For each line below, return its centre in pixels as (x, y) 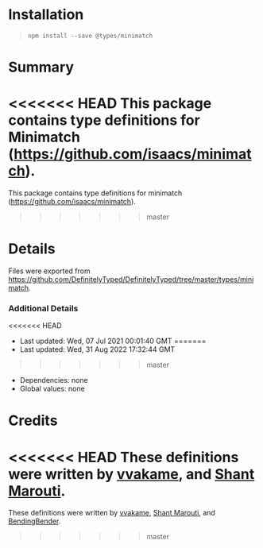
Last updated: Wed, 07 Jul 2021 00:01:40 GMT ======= (113, 341)
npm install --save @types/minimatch (90, 36)
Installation (46, 15)
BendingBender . (35, 521)
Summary (41, 67)
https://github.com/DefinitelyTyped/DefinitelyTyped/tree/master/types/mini (131, 279)
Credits (33, 421)
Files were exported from (49, 271)
